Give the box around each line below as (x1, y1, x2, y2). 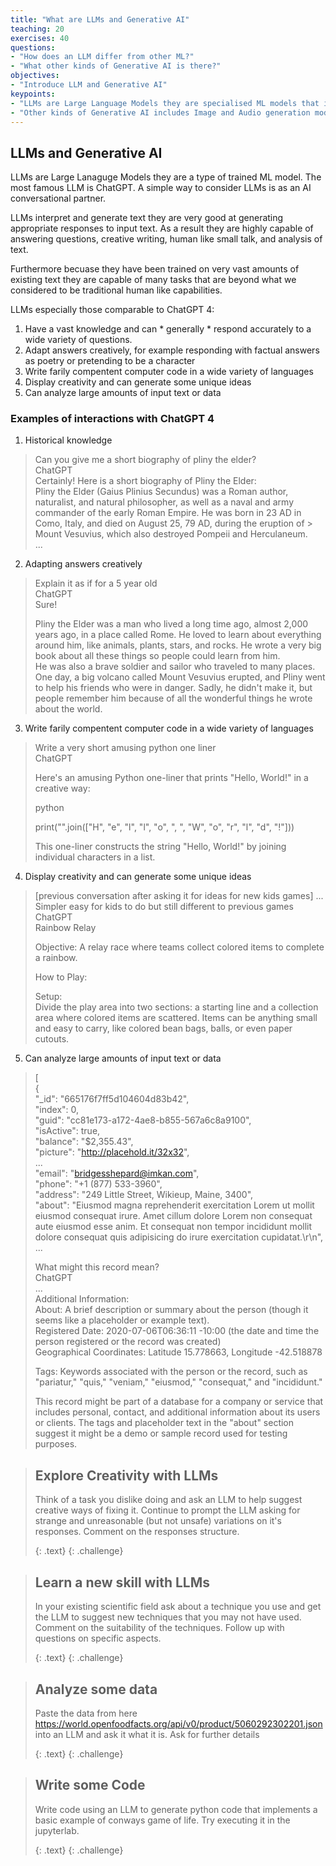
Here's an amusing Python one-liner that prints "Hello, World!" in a (34, 772, 309, 784)
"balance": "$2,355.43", (34, 1136, 134, 1148)
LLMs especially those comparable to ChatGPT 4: (10, 304, 215, 316)
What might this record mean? (34, 1261, 160, 1273)
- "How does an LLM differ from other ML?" (10, 52, 195, 62)
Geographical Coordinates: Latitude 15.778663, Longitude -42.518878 (34, 1346, 323, 1358)
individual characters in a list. (34, 851, 156, 863)
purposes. (34, 1438, 78, 1450)
